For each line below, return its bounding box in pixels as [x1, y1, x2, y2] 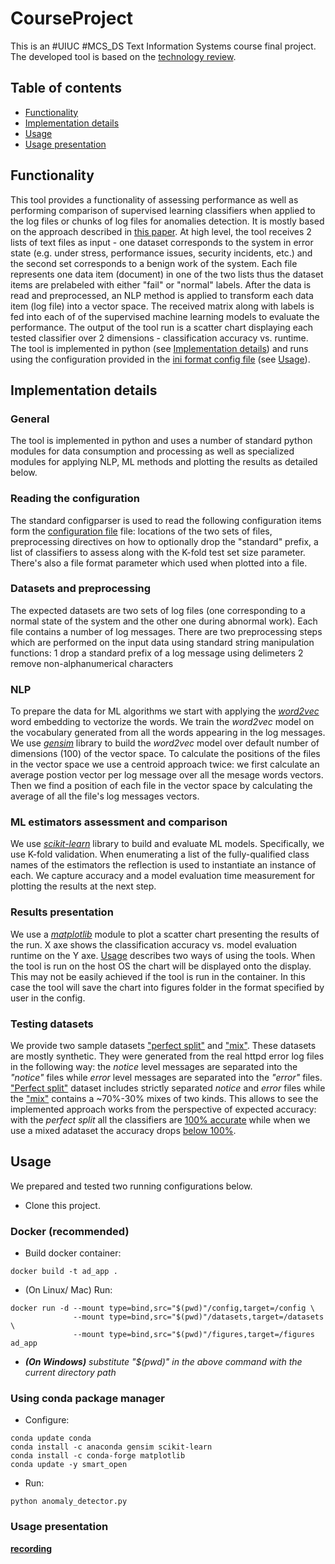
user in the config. [10, 992, 86, 1004]
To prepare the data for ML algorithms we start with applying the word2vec [10, 705, 320, 717]
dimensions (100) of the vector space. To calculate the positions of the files [10, 748, 321, 760]
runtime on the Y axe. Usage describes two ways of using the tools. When [10, 949, 316, 961]
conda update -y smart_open [10, 1460, 128, 1470]
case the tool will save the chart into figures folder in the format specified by [10, 981, 325, 993]
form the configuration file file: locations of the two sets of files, [10, 525, 273, 537]
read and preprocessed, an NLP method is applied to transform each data [10, 289, 314, 301]
